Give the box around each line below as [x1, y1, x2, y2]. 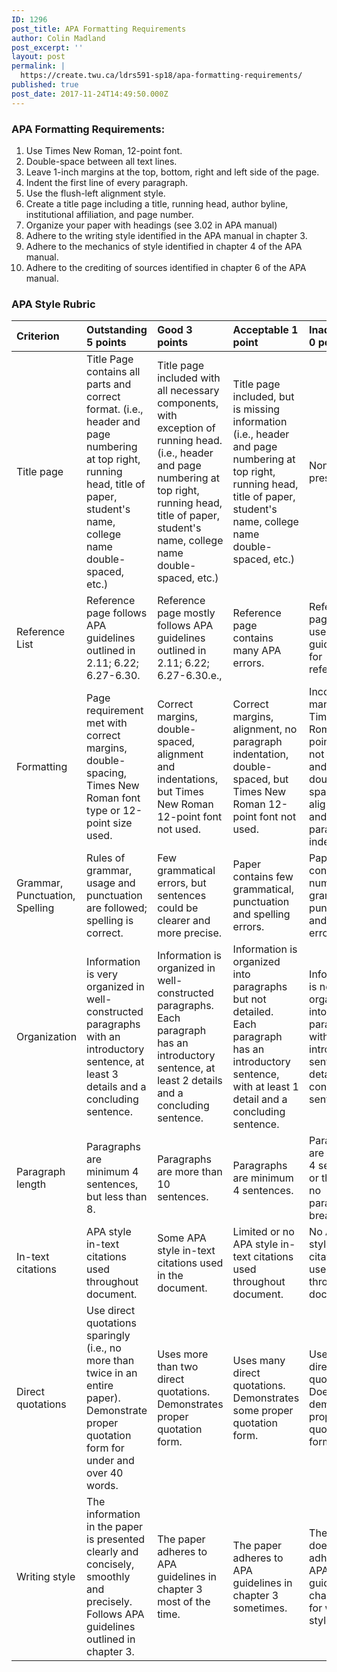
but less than [86, 1190, 148, 1204]
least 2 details [157, 1074, 223, 1088]
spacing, [86, 766, 128, 780]
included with [157, 371, 221, 385]
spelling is [86, 914, 134, 928]
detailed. [232, 1005, 274, 1019]
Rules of [86, 851, 126, 865]
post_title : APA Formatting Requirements [11, 24, 187, 34]
